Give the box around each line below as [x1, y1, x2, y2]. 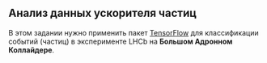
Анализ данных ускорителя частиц [8, 6, 197, 20]
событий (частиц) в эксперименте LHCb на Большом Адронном [8, 36, 233, 46]
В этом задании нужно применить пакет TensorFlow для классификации [8, 27, 259, 37]
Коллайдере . [8, 44, 55, 55]
